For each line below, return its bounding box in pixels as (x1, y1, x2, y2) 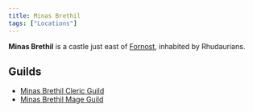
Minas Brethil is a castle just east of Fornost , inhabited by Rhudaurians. (8, 41, 246, 51)
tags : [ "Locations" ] (8, 19, 78, 27)
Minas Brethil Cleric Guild (19, 86, 105, 96)
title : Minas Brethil (8, 11, 81, 20)
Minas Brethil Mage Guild (19, 94, 104, 105)
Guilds (8, 64, 42, 78)
